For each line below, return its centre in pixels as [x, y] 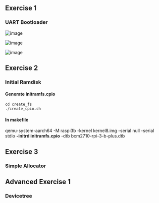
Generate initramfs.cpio [30, 94]
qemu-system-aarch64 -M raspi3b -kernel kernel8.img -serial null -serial [80, 131]
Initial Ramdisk [23, 82]
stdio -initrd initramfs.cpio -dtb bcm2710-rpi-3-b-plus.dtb [65, 136]
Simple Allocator [26, 166]
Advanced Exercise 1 [38, 182]
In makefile [17, 120]
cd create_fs [19, 104]
